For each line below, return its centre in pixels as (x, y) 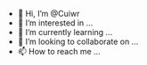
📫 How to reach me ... (59, 51)
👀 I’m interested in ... (55, 23)
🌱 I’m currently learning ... (65, 32)
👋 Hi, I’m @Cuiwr (49, 14)
